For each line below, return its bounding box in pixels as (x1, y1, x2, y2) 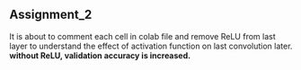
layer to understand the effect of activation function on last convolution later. (9, 40, 293, 51)
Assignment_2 (9, 7, 93, 22)
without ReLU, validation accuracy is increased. (9, 49, 191, 61)
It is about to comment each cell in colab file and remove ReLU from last (9, 31, 276, 41)
